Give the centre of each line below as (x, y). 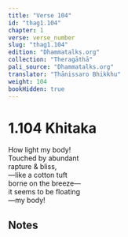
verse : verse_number (42, 38)
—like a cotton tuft (38, 175)
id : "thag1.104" (35, 23)
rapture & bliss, (33, 167)
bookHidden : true (37, 89)
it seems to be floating (44, 192)
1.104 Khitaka (52, 128)
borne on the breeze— (44, 183)
